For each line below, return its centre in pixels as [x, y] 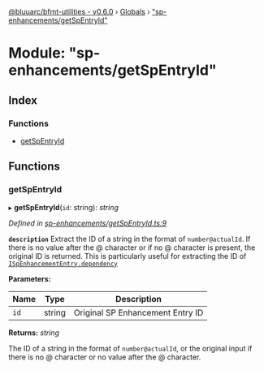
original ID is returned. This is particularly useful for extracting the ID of [128, 256]
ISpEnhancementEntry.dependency [63, 264]
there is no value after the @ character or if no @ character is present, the [132, 247]
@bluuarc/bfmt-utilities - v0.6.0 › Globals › [79, 12]
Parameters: [30, 278]
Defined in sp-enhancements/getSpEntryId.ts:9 [88, 223]
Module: [37, 53]
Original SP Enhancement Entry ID [138, 312]
